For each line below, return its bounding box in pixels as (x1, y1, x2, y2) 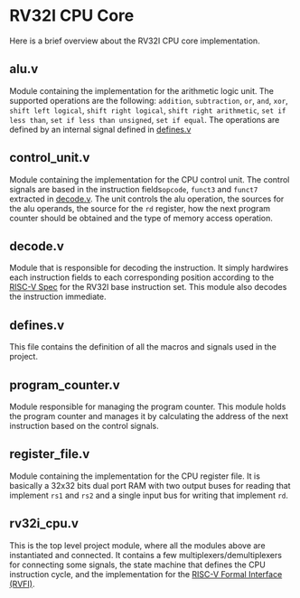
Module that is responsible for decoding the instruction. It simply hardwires (9, 263, 289, 274)
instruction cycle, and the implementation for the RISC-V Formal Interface (9, 568, 283, 579)
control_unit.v (9, 150, 90, 165)
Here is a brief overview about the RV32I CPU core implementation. (9, 35, 260, 46)
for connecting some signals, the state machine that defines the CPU (9, 559, 267, 570)
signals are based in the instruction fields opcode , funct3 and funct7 (9, 183, 258, 194)
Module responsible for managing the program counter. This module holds (9, 401, 286, 412)
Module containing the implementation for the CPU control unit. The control (9, 173, 290, 185)
